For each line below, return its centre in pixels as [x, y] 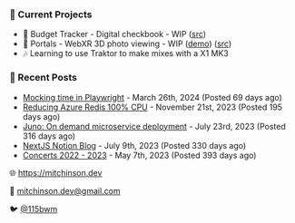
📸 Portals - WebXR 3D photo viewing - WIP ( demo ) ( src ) [127, 44]
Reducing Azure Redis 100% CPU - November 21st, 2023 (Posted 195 [152, 107]
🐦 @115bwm [34, 208]
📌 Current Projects [51, 15]
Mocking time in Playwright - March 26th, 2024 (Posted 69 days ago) [152, 97]
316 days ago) [49, 136]
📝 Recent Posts [44, 78]
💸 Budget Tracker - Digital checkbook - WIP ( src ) [114, 34]
